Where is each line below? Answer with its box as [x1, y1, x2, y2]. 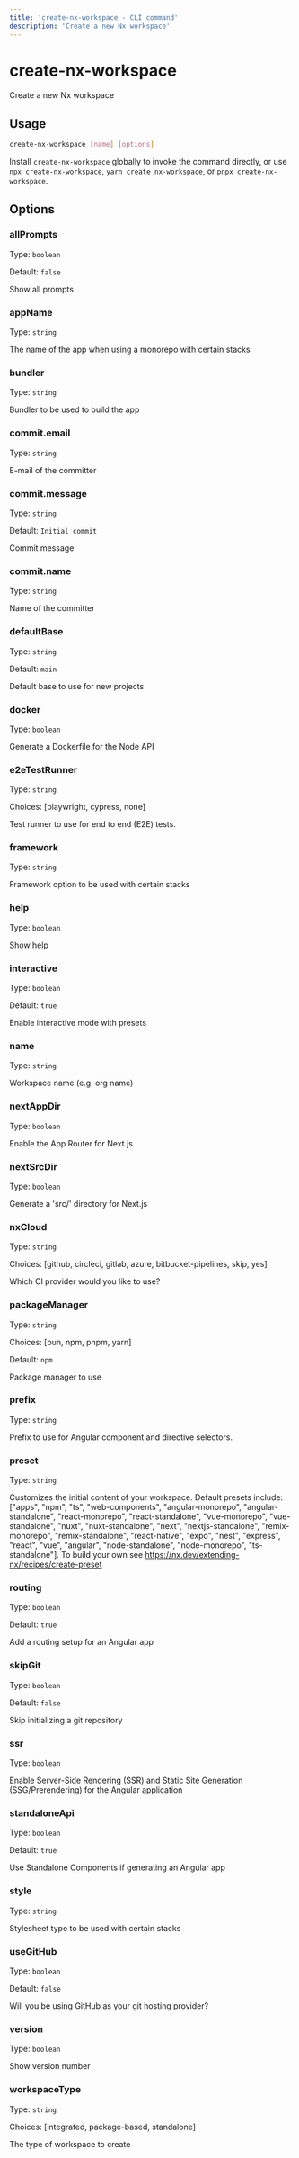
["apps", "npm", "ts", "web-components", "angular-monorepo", [9, 1502, 242, 1513]
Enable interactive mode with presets [9, 1018, 146, 1029]
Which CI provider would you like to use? [9, 1276, 161, 1287]
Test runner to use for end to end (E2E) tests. [9, 819, 177, 830]
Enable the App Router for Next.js [9, 1137, 133, 1148]
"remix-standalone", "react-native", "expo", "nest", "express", [54, 1531, 281, 1542]
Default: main [9, 663, 57, 674]
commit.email [9, 427, 71, 439]
